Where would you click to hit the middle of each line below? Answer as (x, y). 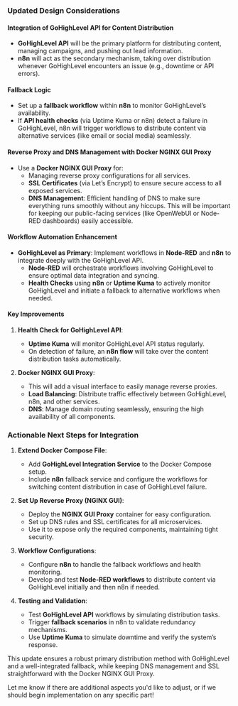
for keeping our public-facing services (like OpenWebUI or (114, 213)
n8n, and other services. (64, 401)
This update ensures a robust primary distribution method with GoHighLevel (118, 658)
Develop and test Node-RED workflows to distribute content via (122, 580)
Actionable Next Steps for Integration (73, 435)
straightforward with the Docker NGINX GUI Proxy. (81, 674)
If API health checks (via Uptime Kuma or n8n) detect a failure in (113, 121)
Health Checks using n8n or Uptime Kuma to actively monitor (119, 283)
